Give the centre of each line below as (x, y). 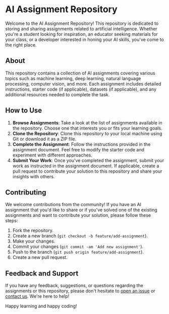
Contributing (26, 192)
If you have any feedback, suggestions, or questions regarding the (74, 286)
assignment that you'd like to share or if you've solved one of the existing (81, 210)
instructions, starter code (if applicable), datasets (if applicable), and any (81, 89)
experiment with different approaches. (52, 155)
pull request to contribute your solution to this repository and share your (87, 171)
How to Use (24, 111)
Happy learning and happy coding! (41, 306)
